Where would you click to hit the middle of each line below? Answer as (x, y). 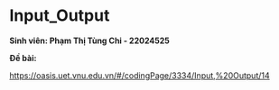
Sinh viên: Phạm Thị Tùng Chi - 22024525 (89, 40)
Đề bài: (23, 58)
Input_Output (60, 16)
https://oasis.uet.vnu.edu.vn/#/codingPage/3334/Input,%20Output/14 (139, 75)
